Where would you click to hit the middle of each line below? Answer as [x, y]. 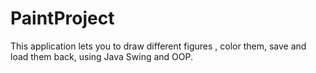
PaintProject [62, 18]
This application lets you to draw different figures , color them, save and [158, 46]
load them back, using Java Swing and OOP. [102, 56]
